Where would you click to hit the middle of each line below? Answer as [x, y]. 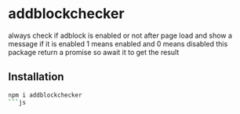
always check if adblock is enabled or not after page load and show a [120, 35]
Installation [36, 77]
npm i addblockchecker [45, 95]
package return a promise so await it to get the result [94, 52]
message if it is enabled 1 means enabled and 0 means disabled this [118, 43]
